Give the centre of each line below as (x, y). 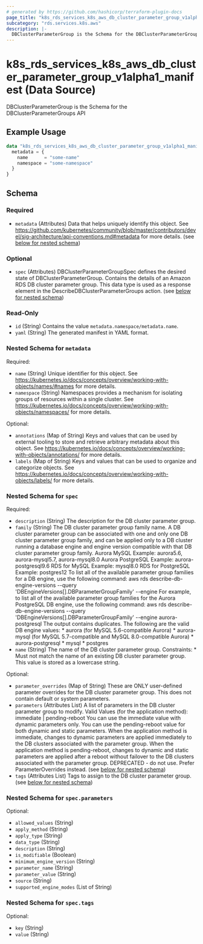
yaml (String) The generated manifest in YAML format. (82, 333)
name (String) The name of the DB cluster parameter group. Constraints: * (106, 649)
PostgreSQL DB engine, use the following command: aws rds (91, 605)
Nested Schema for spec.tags (50, 903)
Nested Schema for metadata (49, 349)
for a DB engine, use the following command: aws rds (82, 579)
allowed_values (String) (44, 823)
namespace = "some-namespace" (55, 163)
